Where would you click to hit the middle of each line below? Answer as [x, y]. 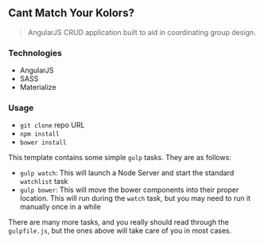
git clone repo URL [52, 125]
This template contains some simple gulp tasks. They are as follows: [120, 158]
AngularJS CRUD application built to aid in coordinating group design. [142, 32]
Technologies [35, 53]
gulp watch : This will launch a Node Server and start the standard [127, 173]
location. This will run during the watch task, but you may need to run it [135, 198]
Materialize [38, 88]
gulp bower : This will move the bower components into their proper [129, 190]
